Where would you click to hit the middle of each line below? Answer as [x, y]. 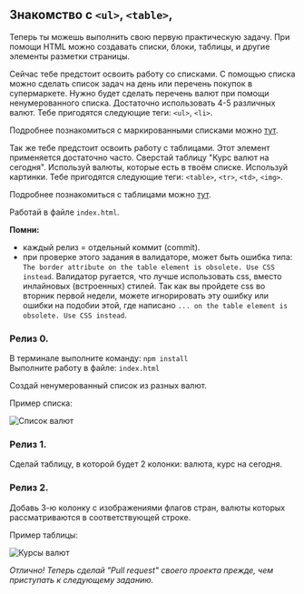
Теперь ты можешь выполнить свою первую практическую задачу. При [150, 36]
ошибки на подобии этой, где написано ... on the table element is [155, 305]
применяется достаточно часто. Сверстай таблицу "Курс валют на [139, 157]
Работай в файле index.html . [64, 212]
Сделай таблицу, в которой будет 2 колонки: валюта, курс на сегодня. [146, 464]
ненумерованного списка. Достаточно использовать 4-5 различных [142, 103]
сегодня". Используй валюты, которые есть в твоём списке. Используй [149, 166]
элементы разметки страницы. [69, 56]
